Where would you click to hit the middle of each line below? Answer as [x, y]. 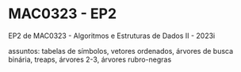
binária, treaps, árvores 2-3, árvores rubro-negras [90, 59]
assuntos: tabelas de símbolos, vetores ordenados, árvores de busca [121, 51]
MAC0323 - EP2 [63, 14]
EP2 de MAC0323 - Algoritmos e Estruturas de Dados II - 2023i [112, 36]
